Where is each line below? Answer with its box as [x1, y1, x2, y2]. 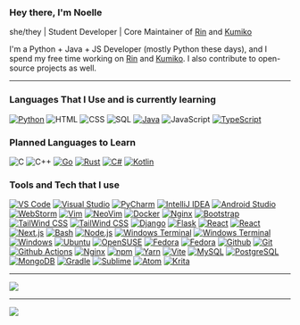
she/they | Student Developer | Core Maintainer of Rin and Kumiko [9, 27, 253, 37]
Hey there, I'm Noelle [9, 6, 103, 19]
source [9, 62, 36, 73]
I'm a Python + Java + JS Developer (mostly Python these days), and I [9, 44, 268, 54]
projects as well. [37, 62, 96, 73]
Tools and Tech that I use [9, 179, 121, 191]
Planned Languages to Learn [9, 136, 137, 148]
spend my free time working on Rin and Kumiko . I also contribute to [9, 54, 256, 64]
